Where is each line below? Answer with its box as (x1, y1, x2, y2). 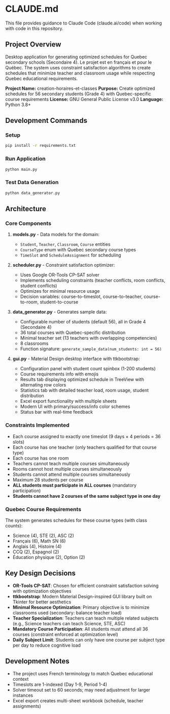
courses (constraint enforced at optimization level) (12, 631, 118, 637)
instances (12, 692, 33, 698)
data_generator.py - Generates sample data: (12, 309, 107, 315)
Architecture (5, 205, 47, 213)
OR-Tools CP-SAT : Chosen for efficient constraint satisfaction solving (12, 582, 159, 589)
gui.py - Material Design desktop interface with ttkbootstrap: (12, 355, 140, 362)
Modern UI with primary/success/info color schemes (20, 403, 130, 410)
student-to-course (40, 299, 79, 305)
